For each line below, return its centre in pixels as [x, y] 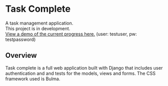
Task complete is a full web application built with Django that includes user [84, 68]
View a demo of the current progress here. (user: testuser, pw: [71, 34]
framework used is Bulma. [33, 79]
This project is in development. [38, 28]
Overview [21, 56]
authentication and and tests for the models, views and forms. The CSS [80, 73]
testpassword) [20, 39]
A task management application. [39, 23]
